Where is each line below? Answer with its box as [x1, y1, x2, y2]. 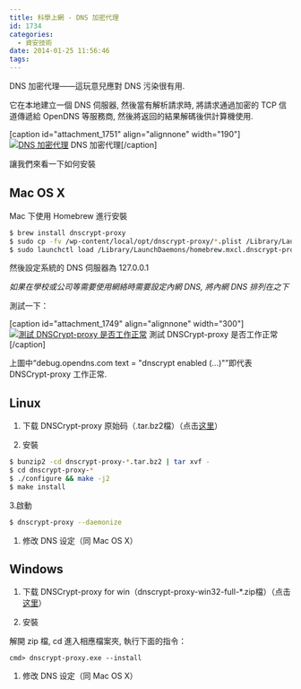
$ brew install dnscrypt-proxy [9, 228, 126, 238]
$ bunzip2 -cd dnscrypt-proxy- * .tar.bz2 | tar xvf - [9, 458, 211, 467]
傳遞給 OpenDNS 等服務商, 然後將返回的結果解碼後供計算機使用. [16, 111, 254, 121]
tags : [9, 55, 30, 64]
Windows [9, 562, 64, 577]
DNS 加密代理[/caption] [70, 140, 158, 150]
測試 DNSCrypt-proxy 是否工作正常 [149, 329, 279, 340]
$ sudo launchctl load [9, 245, 94, 254]
